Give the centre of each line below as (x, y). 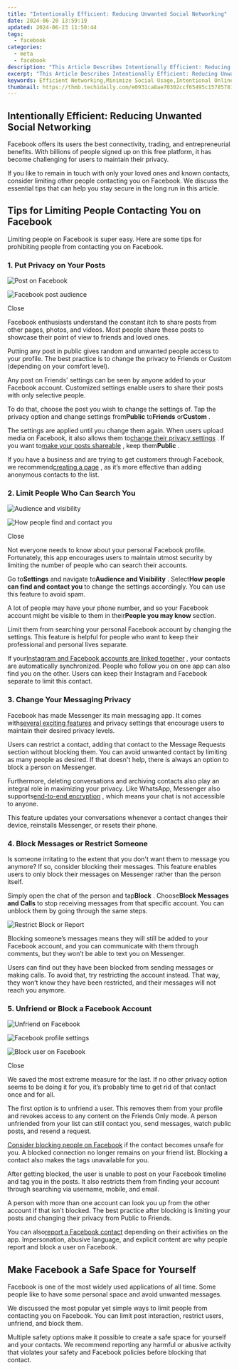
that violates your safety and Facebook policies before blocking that (107, 1352)
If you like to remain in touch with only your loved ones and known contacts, (119, 173)
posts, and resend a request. (49, 1131)
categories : (25, 47)
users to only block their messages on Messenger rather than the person (114, 874)
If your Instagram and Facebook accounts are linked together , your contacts (119, 659)
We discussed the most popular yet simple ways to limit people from (107, 1308)
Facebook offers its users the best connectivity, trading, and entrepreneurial (119, 144)
